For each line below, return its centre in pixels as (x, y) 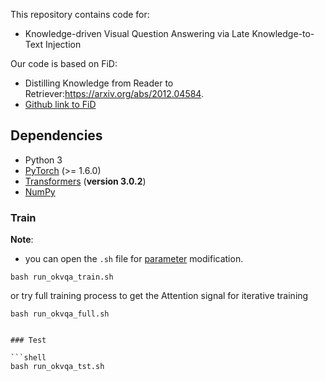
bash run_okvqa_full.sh (60, 314)
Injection (63, 44)
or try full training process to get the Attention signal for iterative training (159, 296)
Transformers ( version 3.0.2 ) (85, 181)
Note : (22, 240)
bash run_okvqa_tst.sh (57, 367)
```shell (28, 358)
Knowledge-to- (283, 33)
